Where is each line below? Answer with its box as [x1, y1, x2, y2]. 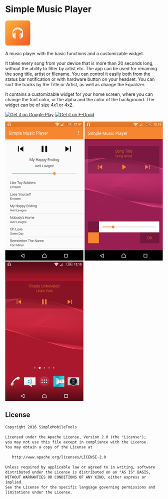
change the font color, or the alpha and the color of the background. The [5, 96, 154, 102]
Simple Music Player [5, 4, 91, 15]
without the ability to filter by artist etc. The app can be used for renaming [5, 65, 157, 71]
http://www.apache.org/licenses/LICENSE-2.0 [11, 454, 106, 459]
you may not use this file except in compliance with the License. [5, 439, 149, 444]
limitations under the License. [5, 489, 72, 494]
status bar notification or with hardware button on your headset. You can [5, 76, 155, 82]
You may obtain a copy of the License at [5, 444, 93, 449]
